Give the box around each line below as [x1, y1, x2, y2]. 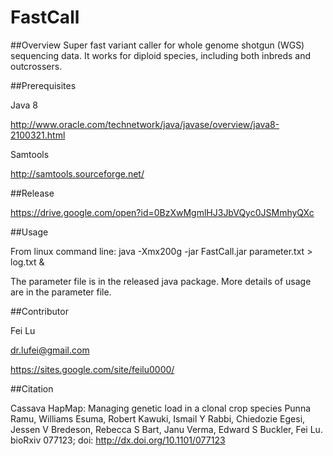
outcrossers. [10, 60, 63, 72]
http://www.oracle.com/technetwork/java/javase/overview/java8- [10, 118, 280, 130]
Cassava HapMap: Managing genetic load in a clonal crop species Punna [10, 402, 312, 414]
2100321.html [10, 129, 66, 141]
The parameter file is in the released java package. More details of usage [10, 275, 312, 287]
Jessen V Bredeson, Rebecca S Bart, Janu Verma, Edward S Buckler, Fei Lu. [10, 423, 323, 435]
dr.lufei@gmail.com [10, 344, 90, 356]
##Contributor [10, 305, 69, 317]
